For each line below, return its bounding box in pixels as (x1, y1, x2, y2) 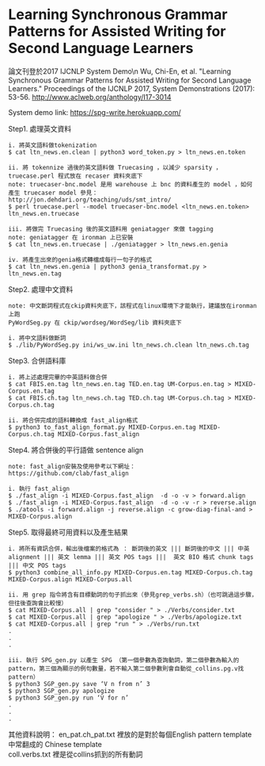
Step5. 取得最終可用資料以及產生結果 (8, 527, 129, 537)
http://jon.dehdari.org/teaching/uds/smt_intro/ (8, 196, 172, 204)
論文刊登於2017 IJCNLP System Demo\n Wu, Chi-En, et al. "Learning (8, 66, 232, 76)
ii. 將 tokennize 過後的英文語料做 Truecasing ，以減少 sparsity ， (8, 163, 222, 171)
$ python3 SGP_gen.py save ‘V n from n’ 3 (8, 680, 150, 687)
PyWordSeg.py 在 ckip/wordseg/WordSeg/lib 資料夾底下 (8, 319, 182, 327)
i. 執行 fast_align (8, 484, 70, 492)
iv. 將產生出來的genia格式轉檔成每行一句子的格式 (8, 255, 153, 263)
